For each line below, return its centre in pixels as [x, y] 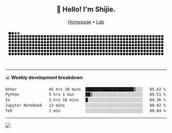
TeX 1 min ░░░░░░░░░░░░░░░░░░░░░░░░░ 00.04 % [86, 111]
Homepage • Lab [86, 21]
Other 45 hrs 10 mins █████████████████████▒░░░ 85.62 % [86, 89]
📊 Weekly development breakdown [44, 77]
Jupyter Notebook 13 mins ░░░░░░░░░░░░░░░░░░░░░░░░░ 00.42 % [86, 105]
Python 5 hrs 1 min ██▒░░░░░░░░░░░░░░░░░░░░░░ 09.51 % [86, 95]
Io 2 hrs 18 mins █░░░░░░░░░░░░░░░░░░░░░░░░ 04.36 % [86, 100]
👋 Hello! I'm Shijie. [86, 9]
